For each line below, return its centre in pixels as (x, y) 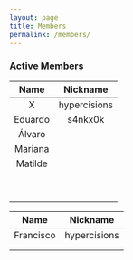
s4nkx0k (86, 119)
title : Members (38, 26)
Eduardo (32, 119)
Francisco (35, 235)
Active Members (47, 66)
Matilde (32, 163)
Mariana (32, 148)
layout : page (34, 18)
